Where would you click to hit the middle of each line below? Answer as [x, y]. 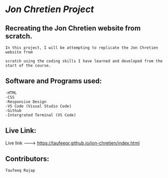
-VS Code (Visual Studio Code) [38, 106]
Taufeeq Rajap [20, 171]
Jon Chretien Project [50, 9]
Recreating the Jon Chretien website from [73, 28]
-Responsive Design [26, 102]
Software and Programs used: [54, 81]
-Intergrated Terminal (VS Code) [41, 115]
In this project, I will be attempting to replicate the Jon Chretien [82, 48]
